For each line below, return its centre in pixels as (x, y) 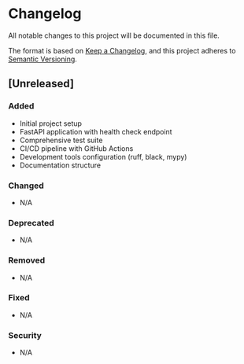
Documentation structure (60, 165)
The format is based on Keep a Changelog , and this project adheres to (122, 50)
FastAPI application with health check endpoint (96, 131)
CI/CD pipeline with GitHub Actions (76, 148)
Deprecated (31, 222)
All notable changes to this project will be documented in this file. (114, 35)
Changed (26, 186)
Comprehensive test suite (61, 140)
